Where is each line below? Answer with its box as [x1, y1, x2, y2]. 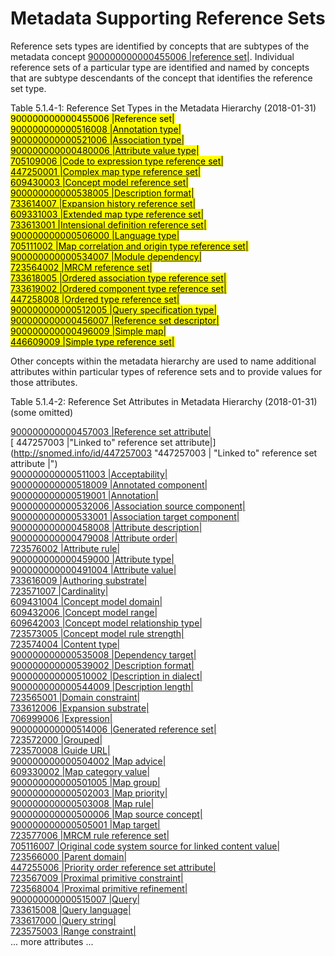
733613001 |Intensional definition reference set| [10, 218, 207, 231]
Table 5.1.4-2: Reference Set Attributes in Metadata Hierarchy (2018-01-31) [10, 395, 318, 407]
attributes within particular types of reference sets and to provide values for [10, 365, 323, 377]
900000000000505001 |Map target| [10, 818, 161, 831]
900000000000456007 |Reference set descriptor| [10, 314, 220, 326]
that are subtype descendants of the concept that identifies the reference [10, 72, 313, 84]
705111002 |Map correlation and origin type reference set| [10, 240, 249, 252]
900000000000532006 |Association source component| [10, 500, 246, 512]
